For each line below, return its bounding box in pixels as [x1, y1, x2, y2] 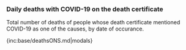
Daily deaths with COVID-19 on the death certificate [6, 5, 163, 13]
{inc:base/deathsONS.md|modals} [6, 37, 93, 45]
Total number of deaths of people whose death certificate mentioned [6, 19, 180, 26]
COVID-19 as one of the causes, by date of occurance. [6, 25, 144, 32]
